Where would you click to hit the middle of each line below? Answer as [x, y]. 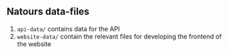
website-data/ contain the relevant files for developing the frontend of [119, 36]
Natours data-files [48, 12]
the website [34, 44]
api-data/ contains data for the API [68, 28]
